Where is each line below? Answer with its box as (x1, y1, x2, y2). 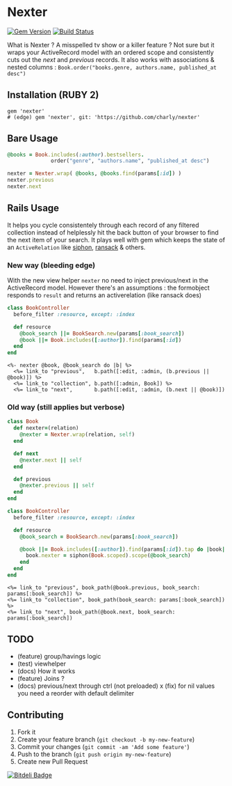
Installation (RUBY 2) (7, 89, 99, 101)
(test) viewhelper (17, 659, 66, 668)
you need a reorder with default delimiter (17, 689, 135, 697)
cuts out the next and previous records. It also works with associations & (7, 55, 215, 63)
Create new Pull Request (17, 757, 88, 766)
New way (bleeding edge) (7, 260, 96, 270)
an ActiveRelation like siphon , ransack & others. (7, 243, 146, 251)
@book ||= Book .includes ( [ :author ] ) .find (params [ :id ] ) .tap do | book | (19, 546, 226, 553)
